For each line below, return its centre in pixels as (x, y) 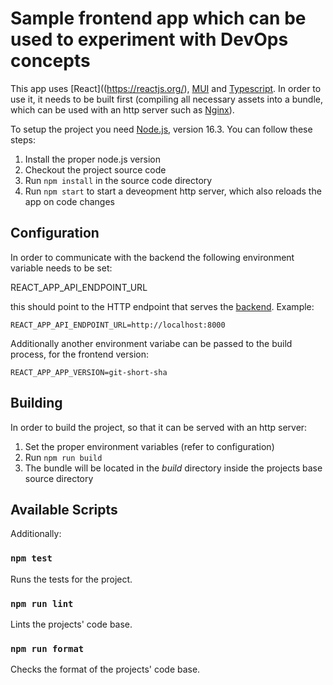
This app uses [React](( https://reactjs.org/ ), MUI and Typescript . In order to (166, 88)
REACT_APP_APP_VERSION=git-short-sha (89, 372)
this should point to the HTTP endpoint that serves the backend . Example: (162, 306)
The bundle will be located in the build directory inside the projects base (173, 468)
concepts (50, 61)
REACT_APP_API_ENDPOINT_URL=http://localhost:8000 (118, 325)
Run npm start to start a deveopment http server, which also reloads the (173, 191)
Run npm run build (63, 457)
